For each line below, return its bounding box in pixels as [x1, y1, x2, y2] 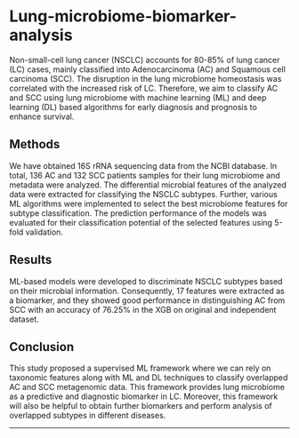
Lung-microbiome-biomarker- [9, 6, 238, 27]
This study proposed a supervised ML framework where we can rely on [9, 362, 271, 374]
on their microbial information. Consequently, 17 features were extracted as [9, 285, 285, 296]
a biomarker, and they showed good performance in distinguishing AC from [9, 295, 286, 306]
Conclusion [9, 339, 75, 354]
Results [9, 252, 53, 267]
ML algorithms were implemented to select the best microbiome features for [9, 198, 288, 209]
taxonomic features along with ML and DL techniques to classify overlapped [9, 372, 288, 383]
